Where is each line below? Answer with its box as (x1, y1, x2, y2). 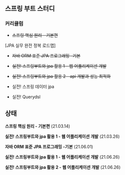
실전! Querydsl (12, 94, 41, 100)
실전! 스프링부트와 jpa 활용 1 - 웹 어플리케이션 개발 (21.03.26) (5, 133, 120, 139)
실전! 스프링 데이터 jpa (12, 84, 55, 89)
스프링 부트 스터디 (5, 4, 55, 13)
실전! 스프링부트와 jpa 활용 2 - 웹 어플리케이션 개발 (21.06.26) (5, 164, 121, 170)
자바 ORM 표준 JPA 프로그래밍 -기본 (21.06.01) (5, 144, 93, 149)
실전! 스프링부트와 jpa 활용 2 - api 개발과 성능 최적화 (12, 73, 111, 79)
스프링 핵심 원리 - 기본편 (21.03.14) (5, 123, 70, 129)
